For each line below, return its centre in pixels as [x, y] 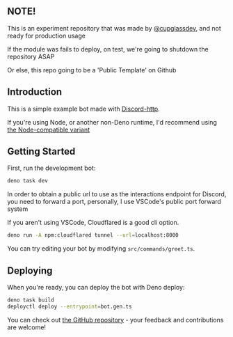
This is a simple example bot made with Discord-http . [83, 109]
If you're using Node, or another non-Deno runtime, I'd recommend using [112, 122]
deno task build [31, 300]
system [18, 209]
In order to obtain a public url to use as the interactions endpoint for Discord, [117, 194]
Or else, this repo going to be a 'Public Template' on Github [92, 70]
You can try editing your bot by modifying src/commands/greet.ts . [101, 249]
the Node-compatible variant [49, 130]
